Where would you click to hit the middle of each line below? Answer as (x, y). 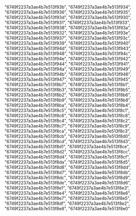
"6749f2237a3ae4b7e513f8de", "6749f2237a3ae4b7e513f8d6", (68, 183)
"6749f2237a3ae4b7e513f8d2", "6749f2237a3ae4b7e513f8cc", (68, 152)
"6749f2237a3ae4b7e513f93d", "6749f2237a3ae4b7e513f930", (68, 17)
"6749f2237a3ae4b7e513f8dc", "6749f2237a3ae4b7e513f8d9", (68, 178)
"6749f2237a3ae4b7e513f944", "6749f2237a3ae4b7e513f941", (68, 64)
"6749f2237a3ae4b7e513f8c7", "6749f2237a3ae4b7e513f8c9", (68, 126)
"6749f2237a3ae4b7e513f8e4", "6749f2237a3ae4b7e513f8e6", (68, 193)
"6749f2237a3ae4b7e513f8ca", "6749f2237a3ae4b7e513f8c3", (68, 131)
